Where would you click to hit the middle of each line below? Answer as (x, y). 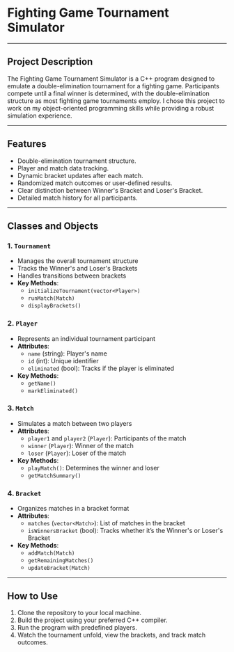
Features (27, 144)
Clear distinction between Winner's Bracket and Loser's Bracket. (110, 190)
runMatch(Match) (51, 299)
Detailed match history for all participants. (77, 198)
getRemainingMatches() (61, 561)
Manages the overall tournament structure (78, 261)
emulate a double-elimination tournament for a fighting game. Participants (113, 86)
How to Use (33, 596)
